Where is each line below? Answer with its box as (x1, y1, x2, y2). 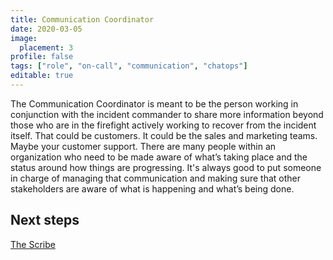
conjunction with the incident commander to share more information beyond (10, 108, 324, 120)
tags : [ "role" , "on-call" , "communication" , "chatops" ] (10, 61, 248, 71)
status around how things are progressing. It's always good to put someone (10, 161, 322, 173)
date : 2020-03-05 (10, 24, 83, 34)
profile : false (10, 52, 74, 62)
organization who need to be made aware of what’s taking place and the (10, 151, 308, 163)
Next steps (10, 212, 80, 229)
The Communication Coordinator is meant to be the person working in (10, 97, 299, 110)
